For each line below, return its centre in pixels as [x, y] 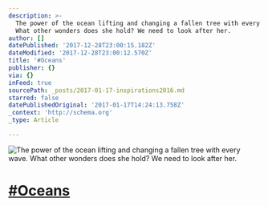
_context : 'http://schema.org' [61, 113]
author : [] [26, 38]
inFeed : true [30, 83]
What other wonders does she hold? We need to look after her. [123, 30]
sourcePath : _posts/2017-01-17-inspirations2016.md [96, 90]
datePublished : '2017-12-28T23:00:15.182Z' [82, 46]
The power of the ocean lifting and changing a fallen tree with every [138, 23]
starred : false [34, 98]
